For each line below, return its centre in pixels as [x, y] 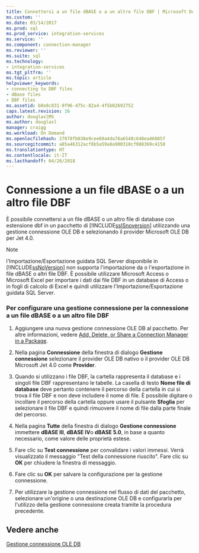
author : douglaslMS [30, 116]
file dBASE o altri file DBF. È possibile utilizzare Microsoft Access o [87, 274]
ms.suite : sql [24, 56]
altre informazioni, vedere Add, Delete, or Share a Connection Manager [101, 335]
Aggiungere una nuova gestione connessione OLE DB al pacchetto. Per [102, 328]
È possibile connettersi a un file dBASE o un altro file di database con [90, 219]
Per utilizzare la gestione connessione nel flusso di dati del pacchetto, [100, 492]
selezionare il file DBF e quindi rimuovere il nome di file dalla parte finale [103, 408]
